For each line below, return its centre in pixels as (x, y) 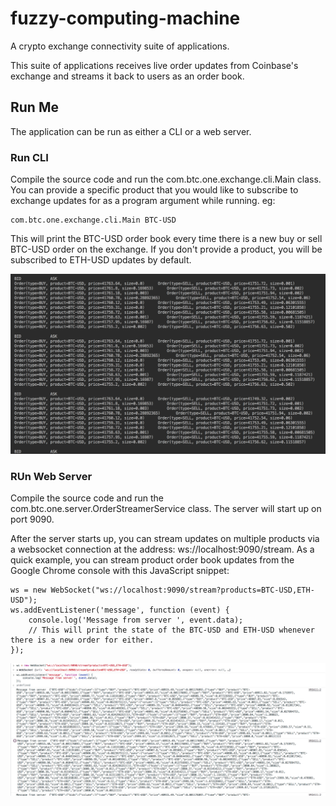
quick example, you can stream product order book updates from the (152, 560)
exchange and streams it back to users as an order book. (127, 76)
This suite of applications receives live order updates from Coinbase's (154, 65)
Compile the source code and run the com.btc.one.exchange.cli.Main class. (166, 179)
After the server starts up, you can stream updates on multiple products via (165, 539)
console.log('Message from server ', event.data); (136, 620)
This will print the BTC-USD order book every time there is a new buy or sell (166, 239)
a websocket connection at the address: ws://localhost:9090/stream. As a (162, 549)
